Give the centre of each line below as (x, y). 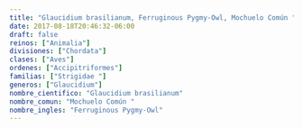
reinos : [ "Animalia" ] (50, 43)
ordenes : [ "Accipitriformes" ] (66, 69)
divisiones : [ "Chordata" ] (58, 51)
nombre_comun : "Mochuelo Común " (72, 101)
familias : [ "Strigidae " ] (58, 77)
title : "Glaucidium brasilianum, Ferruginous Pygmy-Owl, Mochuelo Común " (153, 18)
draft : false (34, 34)
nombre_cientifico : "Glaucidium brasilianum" (96, 93)
